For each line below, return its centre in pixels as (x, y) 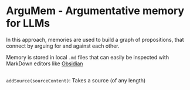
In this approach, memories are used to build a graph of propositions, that (95, 39)
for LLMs (28, 23)
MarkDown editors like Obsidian (45, 64)
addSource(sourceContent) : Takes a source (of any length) (76, 81)
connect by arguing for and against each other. (63, 46)
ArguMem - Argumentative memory (95, 11)
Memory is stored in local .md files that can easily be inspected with (87, 57)
